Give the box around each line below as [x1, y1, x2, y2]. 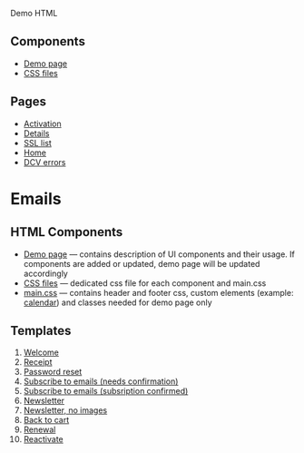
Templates [10, 323, 72, 339]
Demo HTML [10, 8, 58, 18]
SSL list [23, 137, 53, 148]
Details [23, 127, 50, 139]
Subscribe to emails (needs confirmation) [23, 376, 179, 387]
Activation [23, 118, 62, 129]
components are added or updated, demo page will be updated [23, 258, 260, 269]
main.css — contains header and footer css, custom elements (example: [23, 287, 294, 298]
